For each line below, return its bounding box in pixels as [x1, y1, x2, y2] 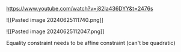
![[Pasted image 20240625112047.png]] [6, 28, 105, 35]
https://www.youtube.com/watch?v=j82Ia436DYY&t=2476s [6, 5, 153, 12]
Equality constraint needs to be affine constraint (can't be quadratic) [6, 40, 176, 46]
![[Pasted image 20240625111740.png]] [6, 17, 104, 23]
